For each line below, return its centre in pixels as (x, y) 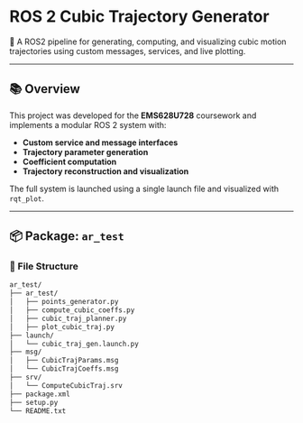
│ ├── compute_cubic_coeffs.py (72, 310)
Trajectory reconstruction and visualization (106, 171)
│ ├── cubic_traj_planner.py (68, 318)
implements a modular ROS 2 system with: (88, 124)
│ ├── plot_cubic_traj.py (62, 326)
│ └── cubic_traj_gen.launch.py (74, 344)
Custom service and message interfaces (100, 143)
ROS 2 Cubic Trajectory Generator (139, 17)
